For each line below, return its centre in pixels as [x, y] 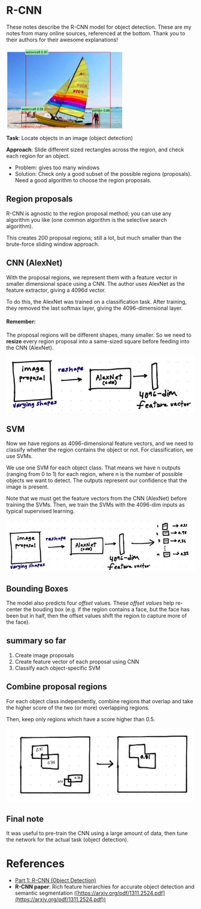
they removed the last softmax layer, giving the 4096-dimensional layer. [95, 308]
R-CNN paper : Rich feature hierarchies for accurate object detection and [105, 887]
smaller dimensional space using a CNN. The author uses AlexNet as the [96, 283]
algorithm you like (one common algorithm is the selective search [87, 219]
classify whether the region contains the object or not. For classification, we [100, 450]
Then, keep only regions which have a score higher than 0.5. [81, 719]
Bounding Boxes [37, 589]
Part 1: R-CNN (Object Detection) [56, 880]
